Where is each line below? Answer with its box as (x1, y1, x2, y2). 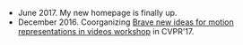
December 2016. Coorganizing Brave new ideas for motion (17, 17, 235, 27)
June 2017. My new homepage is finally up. (17, 8, 178, 18)
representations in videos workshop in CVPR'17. (17, 26, 195, 36)
